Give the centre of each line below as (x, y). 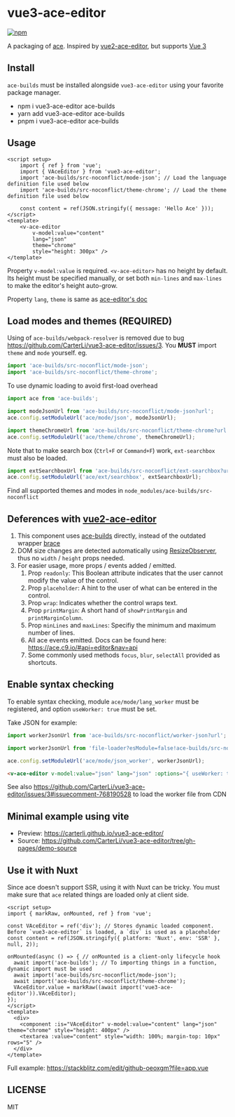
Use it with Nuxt (43, 870)
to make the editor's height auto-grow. (62, 285)
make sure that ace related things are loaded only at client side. (98, 894)
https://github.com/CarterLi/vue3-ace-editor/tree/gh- (119, 841)
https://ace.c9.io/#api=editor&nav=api (83, 648)
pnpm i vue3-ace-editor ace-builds (68, 121)
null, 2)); (23, 944)
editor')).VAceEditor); (42, 993)
